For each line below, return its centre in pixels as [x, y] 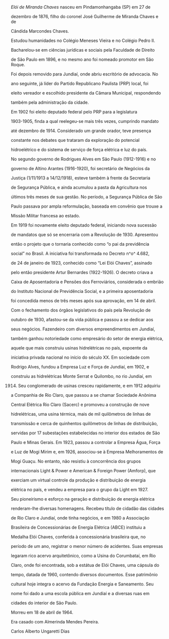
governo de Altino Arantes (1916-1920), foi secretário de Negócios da [80, 168]
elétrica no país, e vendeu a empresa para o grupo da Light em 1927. [80, 490]
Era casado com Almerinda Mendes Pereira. [55, 622]
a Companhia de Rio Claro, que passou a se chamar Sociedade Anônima [84, 395]
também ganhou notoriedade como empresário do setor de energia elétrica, [87, 339]
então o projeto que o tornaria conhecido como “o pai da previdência [80, 244]
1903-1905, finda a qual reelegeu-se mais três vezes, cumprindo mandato [85, 121]
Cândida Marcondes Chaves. [40, 31]
